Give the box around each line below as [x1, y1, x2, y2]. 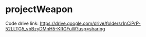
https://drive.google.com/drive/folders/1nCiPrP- [40, 20, 141, 26]
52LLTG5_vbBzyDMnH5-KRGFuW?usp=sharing [5, 25, 105, 31]
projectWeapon [5, 4, 73, 15]
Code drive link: [5, 20, 39, 26]
